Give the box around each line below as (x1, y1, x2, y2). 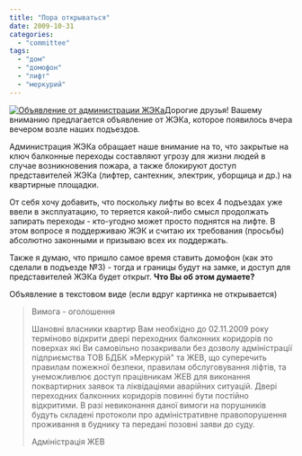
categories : (9, 30, 54, 39)
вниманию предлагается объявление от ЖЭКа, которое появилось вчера (9, 114, 293, 125)
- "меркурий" (17, 80, 67, 89)
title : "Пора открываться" (9, 13, 111, 22)
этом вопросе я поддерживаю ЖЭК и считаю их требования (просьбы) (9, 225, 285, 236)
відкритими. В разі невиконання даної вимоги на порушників (31, 399, 267, 410)
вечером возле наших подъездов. (9, 123, 141, 135)
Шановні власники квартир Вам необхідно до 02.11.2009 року (31, 323, 270, 334)
